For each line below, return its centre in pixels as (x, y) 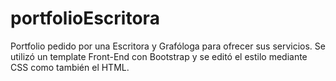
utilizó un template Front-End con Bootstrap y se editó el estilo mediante (159, 56)
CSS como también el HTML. (70, 67)
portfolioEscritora (85, 18)
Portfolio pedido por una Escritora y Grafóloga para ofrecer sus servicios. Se (168, 46)
